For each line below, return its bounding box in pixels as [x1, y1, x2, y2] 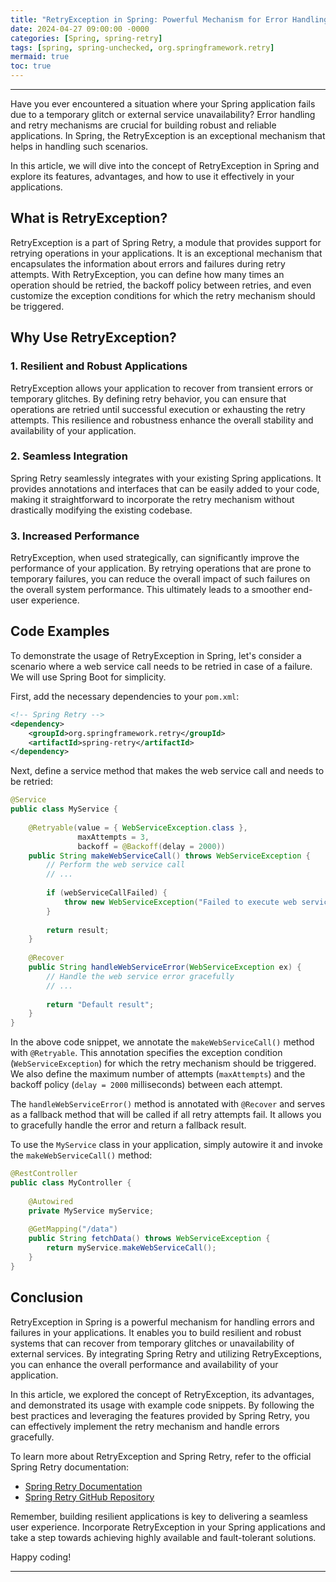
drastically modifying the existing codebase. [10, 504, 193, 516]
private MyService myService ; [28, 1206, 155, 1216]
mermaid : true [10, 52, 70, 62]
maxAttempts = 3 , [77, 832, 150, 842]
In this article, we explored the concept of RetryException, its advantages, [10, 1388, 315, 1400]
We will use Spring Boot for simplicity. [10, 671, 167, 683]
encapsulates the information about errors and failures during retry [10, 257, 286, 270]
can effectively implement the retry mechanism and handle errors [10, 1420, 280, 1432]
